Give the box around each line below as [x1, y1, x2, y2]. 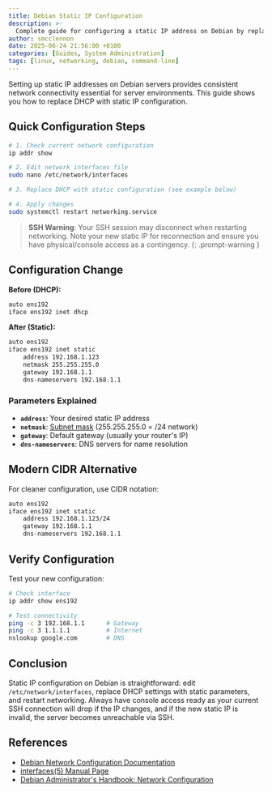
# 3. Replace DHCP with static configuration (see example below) [8, 185, 237, 194]
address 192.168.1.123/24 [23, 515, 111, 523]
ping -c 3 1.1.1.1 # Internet [8, 627, 143, 635]
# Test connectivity [8, 611, 79, 620]
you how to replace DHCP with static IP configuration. [8, 96, 188, 106]
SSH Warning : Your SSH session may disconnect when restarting [28, 222, 247, 232]
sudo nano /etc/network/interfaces [8, 171, 129, 179]
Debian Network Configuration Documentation [19, 757, 176, 767]
